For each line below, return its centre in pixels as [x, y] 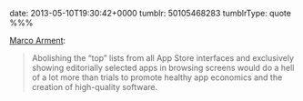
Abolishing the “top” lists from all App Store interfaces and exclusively [162, 58]
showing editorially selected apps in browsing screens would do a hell [163, 68]
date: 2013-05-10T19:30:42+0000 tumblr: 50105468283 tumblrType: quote [150, 13]
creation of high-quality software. [95, 87]
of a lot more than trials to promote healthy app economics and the [157, 77]
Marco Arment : [38, 40]
